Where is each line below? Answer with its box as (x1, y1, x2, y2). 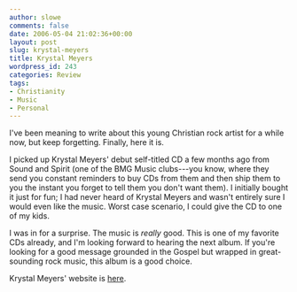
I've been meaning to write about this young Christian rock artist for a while (9, 127, 285, 138)
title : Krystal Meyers (9, 54, 93, 63)
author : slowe (9, 12, 62, 22)
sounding (9, 256, 44, 266)
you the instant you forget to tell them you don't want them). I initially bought (9, 182, 289, 193)
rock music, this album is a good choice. (45, 256, 192, 266)
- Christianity (9, 87, 66, 96)
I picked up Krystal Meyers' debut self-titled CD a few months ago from (9, 154, 270, 165)
